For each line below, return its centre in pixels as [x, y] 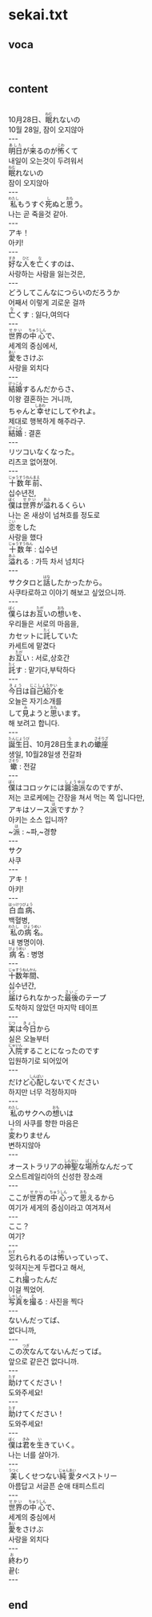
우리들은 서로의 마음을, [44, 624]
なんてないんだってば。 [68, 1352]
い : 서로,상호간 [46, 658]
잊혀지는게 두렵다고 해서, [47, 1267]
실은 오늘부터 [29, 1039]
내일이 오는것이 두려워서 [46, 161]
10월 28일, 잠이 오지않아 [46, 129]
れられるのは [36, 1258]
